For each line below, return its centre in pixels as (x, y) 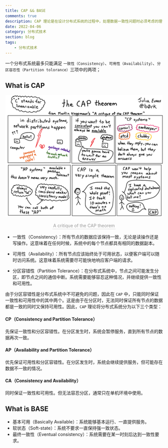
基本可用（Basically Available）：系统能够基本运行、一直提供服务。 (81, 421)
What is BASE (27, 409)
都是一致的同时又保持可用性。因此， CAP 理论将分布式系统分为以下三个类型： (84, 307)
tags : (11, 43)
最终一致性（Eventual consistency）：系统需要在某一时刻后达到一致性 (83, 434)
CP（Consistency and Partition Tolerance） (51, 319)
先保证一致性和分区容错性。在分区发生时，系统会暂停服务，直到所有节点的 (82, 331)
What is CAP (25, 86)
